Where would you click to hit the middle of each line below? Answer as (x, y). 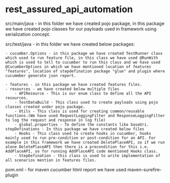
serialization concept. (28, 34)
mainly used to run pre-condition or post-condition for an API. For (81, 138)
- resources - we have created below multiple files (62, 89)
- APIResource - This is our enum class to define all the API (83, 93)
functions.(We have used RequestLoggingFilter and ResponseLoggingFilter (85, 115)
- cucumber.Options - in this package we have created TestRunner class (84, 53)
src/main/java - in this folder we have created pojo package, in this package (85, 23)
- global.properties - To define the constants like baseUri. (82, 125)
